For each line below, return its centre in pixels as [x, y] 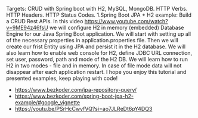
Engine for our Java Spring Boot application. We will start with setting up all [99, 34]
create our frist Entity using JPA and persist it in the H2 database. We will [96, 46]
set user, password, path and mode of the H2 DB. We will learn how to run [97, 59]
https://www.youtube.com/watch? [126, 21]
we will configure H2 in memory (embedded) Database [117, 27]
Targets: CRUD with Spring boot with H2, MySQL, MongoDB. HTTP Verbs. [97, 9]
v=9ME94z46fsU [27, 27]
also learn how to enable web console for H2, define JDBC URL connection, [99, 53]
